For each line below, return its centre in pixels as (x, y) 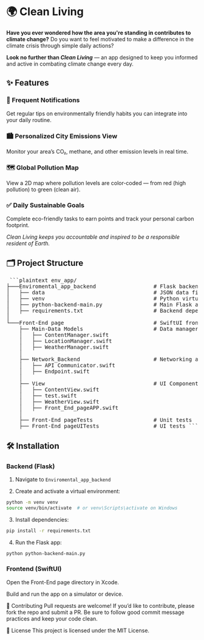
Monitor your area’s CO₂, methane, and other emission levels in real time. (97, 151)
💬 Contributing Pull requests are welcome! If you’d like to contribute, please (100, 605)
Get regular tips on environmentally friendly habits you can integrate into (97, 114)
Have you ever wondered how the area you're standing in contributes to (99, 32)
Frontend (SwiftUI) (34, 569)
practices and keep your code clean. (52, 618)
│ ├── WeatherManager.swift (64, 347)
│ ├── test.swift (48, 396)
